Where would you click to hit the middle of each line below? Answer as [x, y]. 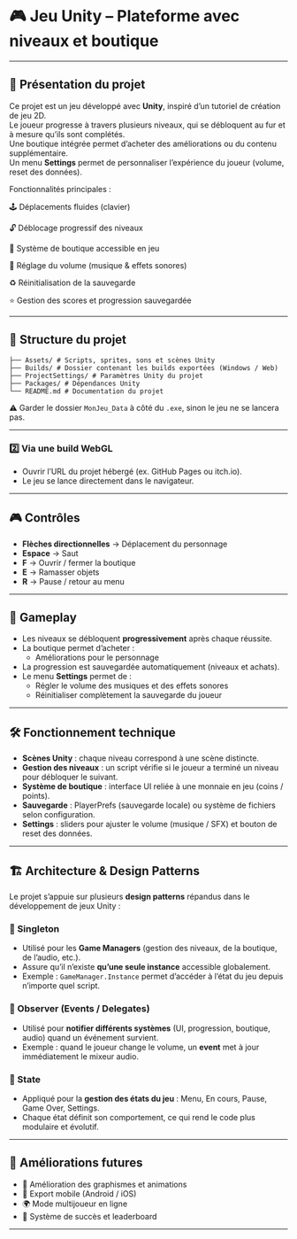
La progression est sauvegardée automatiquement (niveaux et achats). [151, 667]
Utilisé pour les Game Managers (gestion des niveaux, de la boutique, [149, 949]
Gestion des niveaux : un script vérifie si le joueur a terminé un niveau [150, 768]
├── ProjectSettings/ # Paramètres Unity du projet [106, 376]
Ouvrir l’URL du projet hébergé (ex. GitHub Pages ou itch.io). [132, 471]
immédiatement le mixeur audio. [80, 1056]
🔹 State [25, 1079]
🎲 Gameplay [43, 618]
